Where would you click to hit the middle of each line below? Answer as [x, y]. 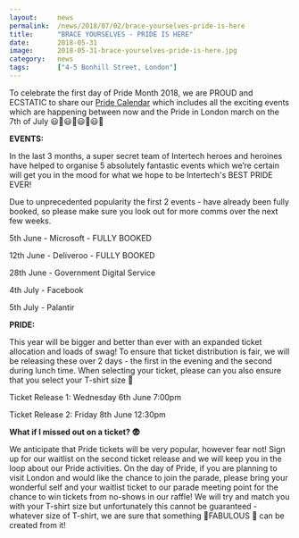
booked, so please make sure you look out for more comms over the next [144, 211]
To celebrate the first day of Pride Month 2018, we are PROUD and [131, 92]
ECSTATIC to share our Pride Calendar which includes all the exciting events [149, 102]
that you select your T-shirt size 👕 [71, 380]
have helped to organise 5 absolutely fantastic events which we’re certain [144, 165]
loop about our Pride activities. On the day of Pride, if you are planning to [144, 468]
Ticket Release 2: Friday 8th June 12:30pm [88, 414]
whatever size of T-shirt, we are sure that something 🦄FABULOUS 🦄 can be [147, 516]
